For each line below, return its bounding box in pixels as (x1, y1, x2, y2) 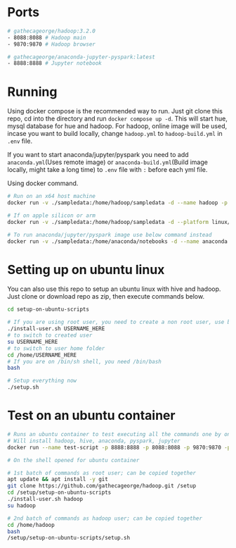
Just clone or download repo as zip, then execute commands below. (7, 292, 205, 301)
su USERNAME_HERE (7, 338, 58, 345)
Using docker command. (7, 179, 79, 187)
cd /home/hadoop (7, 521, 55, 528)
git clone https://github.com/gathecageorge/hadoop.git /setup (7, 482, 197, 490)
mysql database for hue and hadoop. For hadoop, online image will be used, (7, 122, 227, 130)
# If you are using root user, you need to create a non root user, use (7, 318, 225, 326)
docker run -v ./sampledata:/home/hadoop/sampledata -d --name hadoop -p (7, 199, 228, 206)
